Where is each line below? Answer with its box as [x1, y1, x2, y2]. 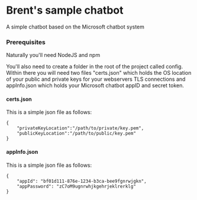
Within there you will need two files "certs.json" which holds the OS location [6, 69, 192, 77]
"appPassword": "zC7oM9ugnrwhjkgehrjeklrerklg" [17, 183, 136, 189]
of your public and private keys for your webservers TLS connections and [6, 75, 186, 83]
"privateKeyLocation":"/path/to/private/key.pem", [17, 125, 144, 131]
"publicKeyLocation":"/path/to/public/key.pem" [17, 131, 136, 136]
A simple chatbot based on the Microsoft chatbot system [6, 23, 145, 30]
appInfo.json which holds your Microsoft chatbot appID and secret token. [6, 82, 185, 89]
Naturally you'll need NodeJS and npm [6, 52, 101, 59]
